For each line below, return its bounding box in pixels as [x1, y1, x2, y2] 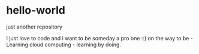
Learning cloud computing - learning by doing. [6, 41, 122, 48]
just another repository [6, 23, 63, 30]
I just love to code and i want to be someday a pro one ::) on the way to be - [6, 34, 194, 42]
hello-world [6, 4, 66, 17]
